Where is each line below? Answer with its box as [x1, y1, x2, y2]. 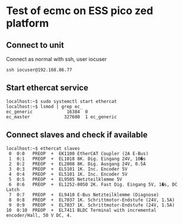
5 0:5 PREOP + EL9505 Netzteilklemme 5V [8, 176, 122, 182]
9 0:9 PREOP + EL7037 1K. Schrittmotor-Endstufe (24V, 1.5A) [8, 202, 175, 208]
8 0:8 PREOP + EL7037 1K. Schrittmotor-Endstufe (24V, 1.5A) [8, 197, 175, 203]
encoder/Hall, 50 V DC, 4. [6, 212, 72, 218]
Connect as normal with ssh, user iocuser [6, 56, 107, 62]
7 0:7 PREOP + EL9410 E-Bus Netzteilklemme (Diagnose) [8, 192, 159, 198]
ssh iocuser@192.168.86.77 [6, 67, 72, 73]
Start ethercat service [6, 83, 88, 93]
